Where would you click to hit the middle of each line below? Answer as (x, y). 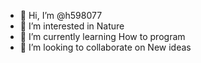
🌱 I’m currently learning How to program (102, 36)
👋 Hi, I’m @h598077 (61, 15)
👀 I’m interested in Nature (72, 26)
